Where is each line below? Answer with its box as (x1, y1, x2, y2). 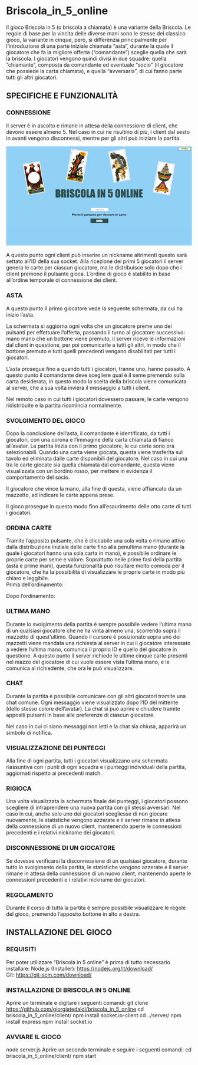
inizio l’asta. (6, 311, 35, 318)
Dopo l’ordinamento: (6, 593, 55, 600)
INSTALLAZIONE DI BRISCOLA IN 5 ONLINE (6, 986, 131, 994)
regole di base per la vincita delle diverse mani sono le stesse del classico (6, 29, 186, 37)
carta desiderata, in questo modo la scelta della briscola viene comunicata (6, 377, 187, 384)
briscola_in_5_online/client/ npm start (6, 1053, 97, 1060)
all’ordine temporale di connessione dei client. (6, 277, 118, 284)
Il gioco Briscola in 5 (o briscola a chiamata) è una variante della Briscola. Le (6, 24, 192, 31)
